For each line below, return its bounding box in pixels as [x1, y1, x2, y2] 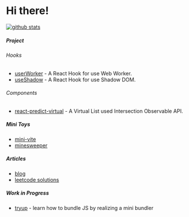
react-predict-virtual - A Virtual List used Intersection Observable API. [14, 107, 183, 115]
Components [6, 89, 37, 97]
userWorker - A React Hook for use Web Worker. [14, 70, 132, 77]
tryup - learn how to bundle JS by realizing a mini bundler [14, 204, 154, 211]
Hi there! [6, 4, 49, 18]
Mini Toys [6, 121, 30, 128]
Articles [6, 155, 26, 162]
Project [6, 37, 25, 44]
